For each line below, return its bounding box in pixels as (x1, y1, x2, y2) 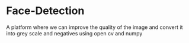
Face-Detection (6, 4, 85, 18)
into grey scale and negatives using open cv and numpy (6, 29, 143, 37)
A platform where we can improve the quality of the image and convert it (6, 24, 183, 31)
